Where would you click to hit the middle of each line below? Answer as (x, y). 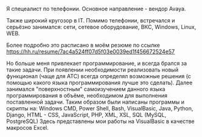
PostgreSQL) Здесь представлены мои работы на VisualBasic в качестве (100, 121)
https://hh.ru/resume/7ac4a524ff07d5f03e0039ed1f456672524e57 (91, 52)
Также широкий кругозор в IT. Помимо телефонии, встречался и (91, 20)
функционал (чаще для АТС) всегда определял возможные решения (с (99, 76)
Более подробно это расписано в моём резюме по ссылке (83, 45)
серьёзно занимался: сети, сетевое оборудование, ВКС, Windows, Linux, (101, 27)
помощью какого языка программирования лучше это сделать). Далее (99, 82)
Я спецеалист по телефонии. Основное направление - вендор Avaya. (96, 9)
